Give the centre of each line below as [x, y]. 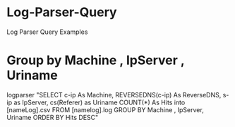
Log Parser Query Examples [47, 32]
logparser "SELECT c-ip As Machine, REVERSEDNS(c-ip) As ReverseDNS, [114, 95]
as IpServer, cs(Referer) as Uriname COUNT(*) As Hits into [99, 102]
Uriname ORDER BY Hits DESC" [53, 117]
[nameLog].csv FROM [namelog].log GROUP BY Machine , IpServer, [105, 109]
